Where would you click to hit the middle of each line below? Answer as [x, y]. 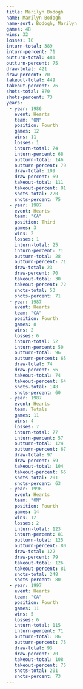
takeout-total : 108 [39, 659]
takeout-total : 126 [39, 563]
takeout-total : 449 [31, 80]
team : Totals [31, 410]
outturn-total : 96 [38, 353]
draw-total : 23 [33, 268]
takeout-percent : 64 [40, 381]
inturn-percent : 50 [39, 347]
